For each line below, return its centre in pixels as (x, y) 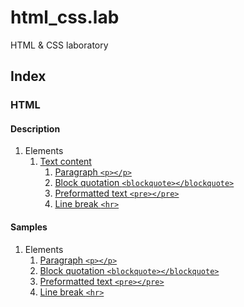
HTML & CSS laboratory (59, 45)
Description (35, 128)
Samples (29, 227)
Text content (65, 162)
